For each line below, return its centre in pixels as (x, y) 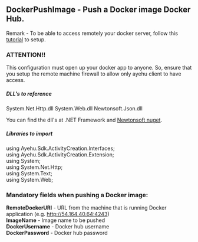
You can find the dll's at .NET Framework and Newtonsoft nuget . (84, 120)
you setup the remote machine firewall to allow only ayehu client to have (94, 74)
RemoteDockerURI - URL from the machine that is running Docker (86, 208)
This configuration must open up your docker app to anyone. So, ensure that (99, 68)
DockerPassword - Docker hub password (57, 233)
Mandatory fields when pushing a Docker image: (77, 195)
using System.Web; (30, 180)
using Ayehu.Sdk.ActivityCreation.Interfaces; (60, 148)
